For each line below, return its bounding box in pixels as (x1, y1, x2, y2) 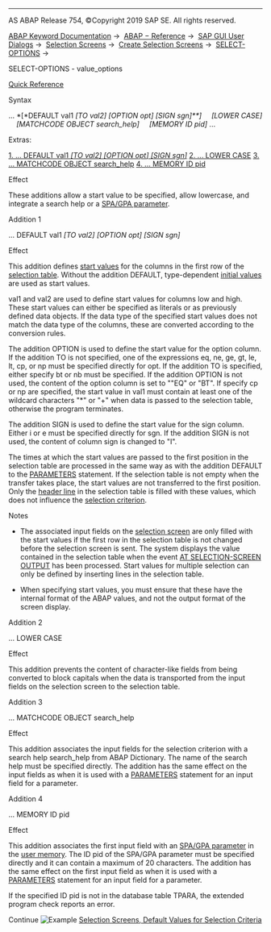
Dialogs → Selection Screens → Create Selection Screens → (8, 40, 212, 49)
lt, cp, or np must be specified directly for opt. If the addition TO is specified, (8, 361, 263, 371)
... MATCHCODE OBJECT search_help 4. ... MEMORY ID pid (8, 159, 206, 169)
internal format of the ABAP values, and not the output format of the (19, 593, 246, 603)
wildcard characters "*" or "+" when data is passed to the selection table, (8, 396, 253, 405)
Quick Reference (8, 80, 65, 89)
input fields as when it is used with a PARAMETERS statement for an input (8, 770, 253, 779)
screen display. (19, 602, 71, 611)
